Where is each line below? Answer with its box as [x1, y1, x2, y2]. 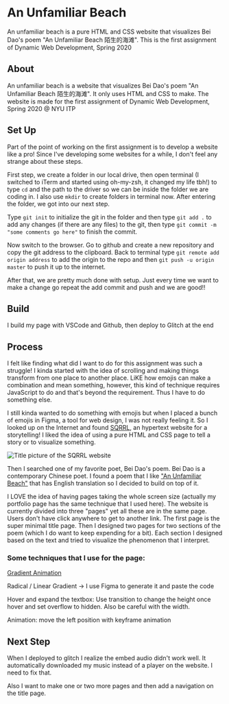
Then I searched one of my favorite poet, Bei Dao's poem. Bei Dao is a [7, 465, 206, 473]
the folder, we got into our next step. [7, 199, 110, 208]
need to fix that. [7, 668, 52, 677]
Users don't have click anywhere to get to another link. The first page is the [7, 514, 220, 522]
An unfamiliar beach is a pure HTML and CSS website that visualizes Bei [7, 27, 211, 36]
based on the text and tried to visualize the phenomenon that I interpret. [7, 536, 210, 544]
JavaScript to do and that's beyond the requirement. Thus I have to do [7, 389, 206, 397]
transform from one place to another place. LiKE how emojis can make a [7, 374, 211, 382]
